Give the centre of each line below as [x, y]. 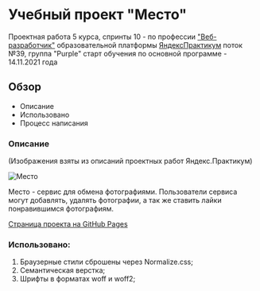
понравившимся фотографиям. [61, 209]
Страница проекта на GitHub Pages [68, 224]
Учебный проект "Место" [97, 15]
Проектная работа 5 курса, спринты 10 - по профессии [102, 37]
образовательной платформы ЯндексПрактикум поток [150, 45]
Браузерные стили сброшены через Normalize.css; [106, 262]
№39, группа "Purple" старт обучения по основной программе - [118, 53]
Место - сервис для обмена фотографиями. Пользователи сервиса [123, 192]
